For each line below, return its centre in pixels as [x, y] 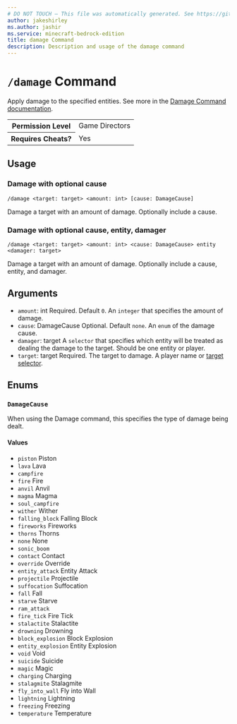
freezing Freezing [44, 706]
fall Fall [30, 593]
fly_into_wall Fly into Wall [57, 690]
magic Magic [36, 668]
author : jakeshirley [38, 20]
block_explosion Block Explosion [65, 638]
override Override [44, 563]
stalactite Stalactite [48, 623]
